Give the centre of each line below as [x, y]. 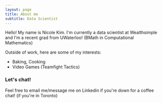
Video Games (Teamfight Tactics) [46, 67]
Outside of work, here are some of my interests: [53, 52]
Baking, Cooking [29, 62]
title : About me [22, 14]
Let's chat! [18, 80]
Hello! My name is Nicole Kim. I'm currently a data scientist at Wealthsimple [81, 33]
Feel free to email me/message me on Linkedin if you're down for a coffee [80, 90]
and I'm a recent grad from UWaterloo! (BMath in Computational [69, 38]
